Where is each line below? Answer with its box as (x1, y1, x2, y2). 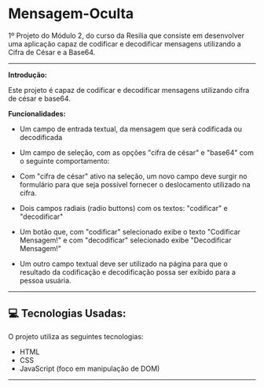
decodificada (19, 132, 63, 142)
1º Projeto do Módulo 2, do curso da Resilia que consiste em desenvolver (8, 31, 245, 40)
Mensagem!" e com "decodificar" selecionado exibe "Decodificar (19, 235, 232, 245)
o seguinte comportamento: (19, 156, 110, 165)
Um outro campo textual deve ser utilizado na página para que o (19, 259, 228, 268)
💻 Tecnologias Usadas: (8, 307, 126, 320)
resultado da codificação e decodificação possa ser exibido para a (19, 267, 236, 276)
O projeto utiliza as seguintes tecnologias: (8, 331, 144, 341)
